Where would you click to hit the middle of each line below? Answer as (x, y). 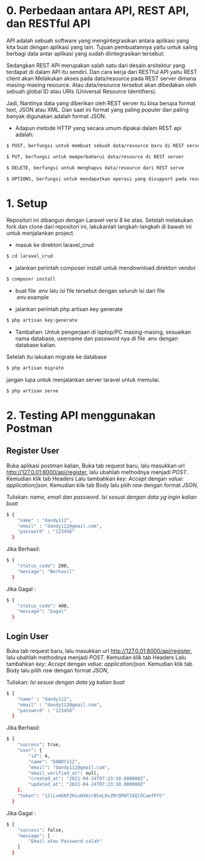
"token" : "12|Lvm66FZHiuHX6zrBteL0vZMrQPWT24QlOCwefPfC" (91, 796)
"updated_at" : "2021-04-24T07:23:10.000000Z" (87, 785)
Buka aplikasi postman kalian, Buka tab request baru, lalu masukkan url (95, 466)
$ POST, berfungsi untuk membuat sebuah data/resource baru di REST (95, 145)
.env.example (32, 298)
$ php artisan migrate (35, 368)
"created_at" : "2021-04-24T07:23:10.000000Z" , (88, 779)
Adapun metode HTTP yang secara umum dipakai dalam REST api (98, 128)
